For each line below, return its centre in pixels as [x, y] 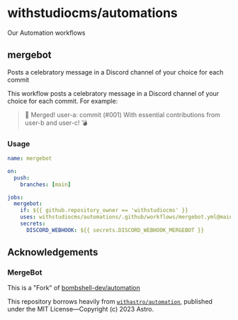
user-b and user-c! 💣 [56, 123]
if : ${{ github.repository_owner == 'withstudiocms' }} [104, 211]
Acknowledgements [53, 252]
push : [22, 178]
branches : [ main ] [46, 184]
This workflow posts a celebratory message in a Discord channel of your [113, 93]
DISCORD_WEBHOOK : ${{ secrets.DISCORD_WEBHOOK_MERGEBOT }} [115, 230]
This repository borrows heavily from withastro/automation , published [110, 302]
